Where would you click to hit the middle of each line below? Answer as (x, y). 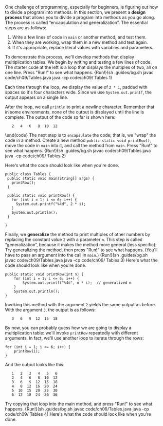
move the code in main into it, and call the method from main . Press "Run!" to (81, 145)
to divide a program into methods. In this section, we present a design (75, 12)
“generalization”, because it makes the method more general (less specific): (81, 245)
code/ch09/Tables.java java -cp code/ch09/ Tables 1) (59, 78)
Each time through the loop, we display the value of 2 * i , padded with (76, 87)
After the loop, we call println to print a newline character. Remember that (80, 107)
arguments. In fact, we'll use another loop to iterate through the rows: (74, 338)
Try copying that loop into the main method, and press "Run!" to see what (79, 404)
